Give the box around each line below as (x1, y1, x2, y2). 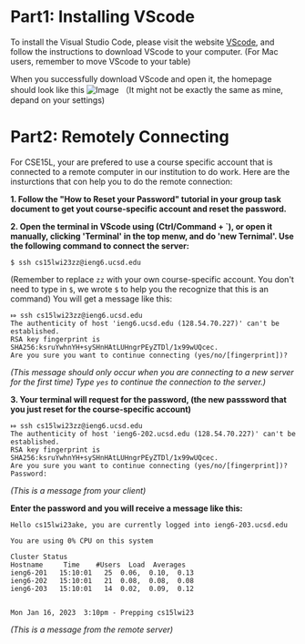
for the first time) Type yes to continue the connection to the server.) (10, 376, 267, 387)
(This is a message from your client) (10, 485, 147, 496)
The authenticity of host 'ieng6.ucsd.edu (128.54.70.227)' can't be (10, 319, 280, 328)
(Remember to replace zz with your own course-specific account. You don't (10, 273, 295, 284)
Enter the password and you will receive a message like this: (10, 503, 244, 514)
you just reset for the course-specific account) (10, 404, 192, 414)
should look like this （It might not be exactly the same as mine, (10, 84, 283, 95)
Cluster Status (10, 552, 68, 561)
